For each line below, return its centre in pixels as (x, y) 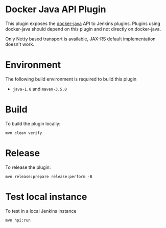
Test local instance (46, 197)
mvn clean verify (24, 133)
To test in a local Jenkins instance (41, 211)
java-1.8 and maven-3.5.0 (40, 89)
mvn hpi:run (18, 220)
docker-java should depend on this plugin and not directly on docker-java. (83, 29)
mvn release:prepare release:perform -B (49, 176)
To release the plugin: (28, 167)
